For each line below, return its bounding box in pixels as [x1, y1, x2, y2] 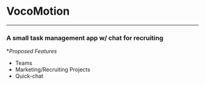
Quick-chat [15, 72, 44, 80]
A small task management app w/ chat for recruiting [6, 34, 164, 42]
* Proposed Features [6, 48, 57, 55]
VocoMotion [6, 4, 70, 18]
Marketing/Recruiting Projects [15, 66, 90, 73]
